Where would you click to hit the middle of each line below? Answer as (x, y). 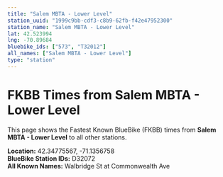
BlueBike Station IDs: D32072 (51, 158)
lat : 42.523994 (30, 34)
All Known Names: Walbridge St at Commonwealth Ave (89, 166)
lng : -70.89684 (30, 40)
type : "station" (31, 60)
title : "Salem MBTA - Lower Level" (60, 14)
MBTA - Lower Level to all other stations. (67, 137)
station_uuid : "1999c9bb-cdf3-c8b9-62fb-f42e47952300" (90, 21)
